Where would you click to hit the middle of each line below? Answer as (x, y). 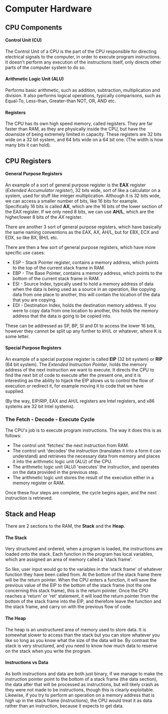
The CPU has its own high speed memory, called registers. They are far (79, 123)
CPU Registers (28, 161)
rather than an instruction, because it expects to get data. (64, 705)
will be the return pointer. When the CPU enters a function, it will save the (81, 580)
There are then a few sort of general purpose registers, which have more (80, 247)
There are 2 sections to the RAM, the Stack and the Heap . (65, 526)
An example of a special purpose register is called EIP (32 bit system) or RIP (84, 359)
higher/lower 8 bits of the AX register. (44, 217)
